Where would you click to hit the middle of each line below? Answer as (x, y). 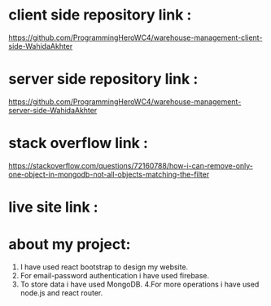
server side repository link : (103, 79)
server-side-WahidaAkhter (53, 110)
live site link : (54, 207)
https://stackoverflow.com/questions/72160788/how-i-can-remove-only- (131, 165)
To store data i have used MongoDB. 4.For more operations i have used (140, 284)
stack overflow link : (79, 143)
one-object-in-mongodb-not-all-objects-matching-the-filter (109, 174)
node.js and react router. (61, 293)
